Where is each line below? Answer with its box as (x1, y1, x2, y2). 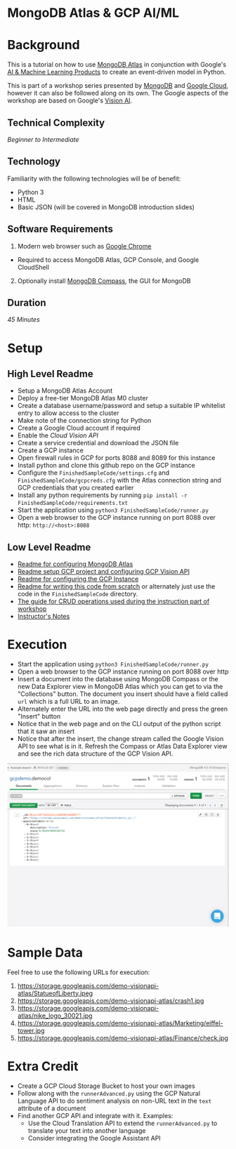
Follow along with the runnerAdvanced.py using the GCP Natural (17, 1089, 201, 1097)
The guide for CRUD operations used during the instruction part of (17, 597, 210, 605)
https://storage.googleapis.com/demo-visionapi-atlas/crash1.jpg (17, 996, 204, 1005)
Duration (7, 296, 47, 308)
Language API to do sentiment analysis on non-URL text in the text (17, 1096, 212, 1105)
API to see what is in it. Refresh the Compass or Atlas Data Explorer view (17, 742, 228, 751)
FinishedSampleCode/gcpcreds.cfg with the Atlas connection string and (17, 476, 221, 485)
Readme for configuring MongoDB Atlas (17, 560, 133, 568)
